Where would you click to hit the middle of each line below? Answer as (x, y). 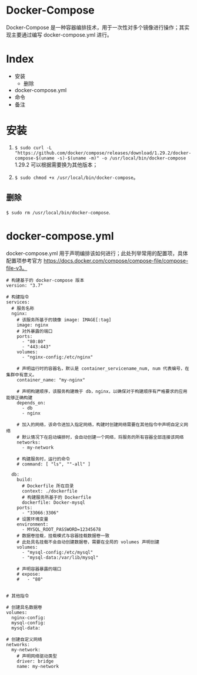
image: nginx (33, 325)
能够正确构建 (19, 397)
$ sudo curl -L (33, 148)
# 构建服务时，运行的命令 (44, 459)
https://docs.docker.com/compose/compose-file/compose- (116, 260)
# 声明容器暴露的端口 (39, 569)
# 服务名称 (23, 308)
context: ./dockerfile (49, 491)
